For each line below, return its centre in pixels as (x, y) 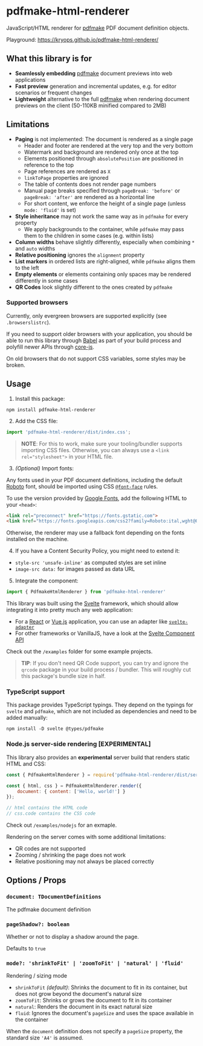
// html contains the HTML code (47, 808)
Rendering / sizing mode (37, 976)
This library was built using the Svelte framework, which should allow (92, 604)
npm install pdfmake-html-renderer (51, 410)
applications (30, 79)
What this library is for (49, 59)
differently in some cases (47, 280)
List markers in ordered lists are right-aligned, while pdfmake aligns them (105, 261)
